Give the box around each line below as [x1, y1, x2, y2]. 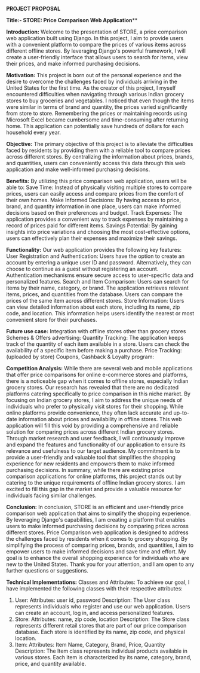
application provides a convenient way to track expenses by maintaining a [6, 215, 188, 223]
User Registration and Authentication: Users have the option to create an [6, 252, 185, 260]
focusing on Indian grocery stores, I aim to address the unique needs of [6, 397, 182, 403]
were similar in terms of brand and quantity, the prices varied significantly [6, 103, 188, 110]
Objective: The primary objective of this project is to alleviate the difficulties [6, 141, 193, 147]
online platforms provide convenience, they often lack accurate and [6, 409, 173, 416]
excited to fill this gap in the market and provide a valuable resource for [6, 486, 181, 492]
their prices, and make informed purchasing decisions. [6, 60, 140, 67]
